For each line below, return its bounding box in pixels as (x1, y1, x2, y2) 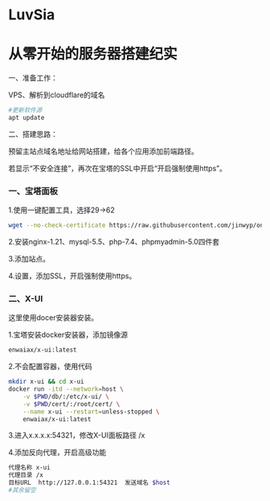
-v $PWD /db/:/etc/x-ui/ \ (22, 392, 110, 400)
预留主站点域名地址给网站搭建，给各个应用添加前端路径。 (8, 146, 198, 156)
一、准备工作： (8, 73, 58, 83)
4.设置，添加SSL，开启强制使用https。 (8, 271, 137, 281)
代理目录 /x (8, 471, 44, 479)
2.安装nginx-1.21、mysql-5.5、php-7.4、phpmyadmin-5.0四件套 (8, 237, 219, 247)
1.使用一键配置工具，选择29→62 (8, 205, 115, 215)
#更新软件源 (8, 106, 43, 114)
